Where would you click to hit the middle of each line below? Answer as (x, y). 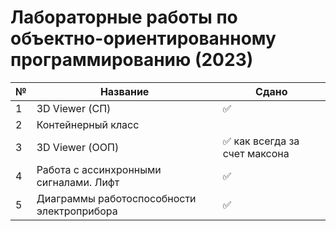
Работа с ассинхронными (99, 169)
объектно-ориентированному (143, 38)
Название (124, 91)
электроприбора (77, 211)
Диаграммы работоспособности (116, 198)
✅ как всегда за (261, 141)
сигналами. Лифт (78, 182)
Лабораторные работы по (124, 17)
